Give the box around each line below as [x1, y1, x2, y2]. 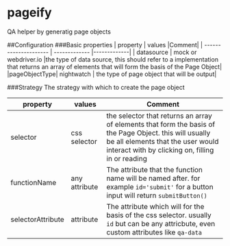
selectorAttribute [10, 214, 65, 224]
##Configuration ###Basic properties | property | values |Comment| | [7, 40, 203, 49]
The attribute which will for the [106, 201, 205, 211]
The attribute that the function [106, 164, 203, 174]
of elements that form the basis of [106, 119, 216, 129]
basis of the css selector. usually [106, 210, 212, 220]
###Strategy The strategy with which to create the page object [7, 83, 185, 91]
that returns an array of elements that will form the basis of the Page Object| [7, 62, 222, 71]
